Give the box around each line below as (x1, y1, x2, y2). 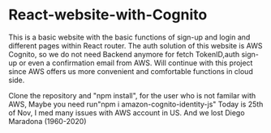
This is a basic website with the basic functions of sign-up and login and (8, 32, 251, 42)
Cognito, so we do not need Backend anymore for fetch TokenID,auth (8, 49, 240, 59)
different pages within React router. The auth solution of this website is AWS (8, 40, 263, 50)
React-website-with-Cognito (8, 6, 208, 24)
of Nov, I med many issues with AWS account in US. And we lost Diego (8, 107, 245, 118)
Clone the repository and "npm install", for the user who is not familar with (8, 90, 256, 100)
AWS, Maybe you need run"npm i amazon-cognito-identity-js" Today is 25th (8, 99, 264, 109)
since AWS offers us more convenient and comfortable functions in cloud (8, 66, 253, 76)
